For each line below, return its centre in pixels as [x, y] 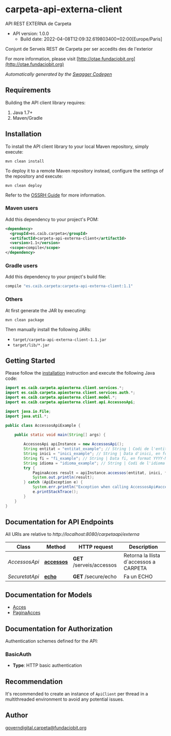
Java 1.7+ [23, 112]
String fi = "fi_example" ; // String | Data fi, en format [88, 458]
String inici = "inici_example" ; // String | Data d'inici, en [92, 454]
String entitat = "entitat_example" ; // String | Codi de [86, 449]
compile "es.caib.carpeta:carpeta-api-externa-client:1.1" [69, 286]
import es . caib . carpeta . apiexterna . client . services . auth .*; [70, 393]
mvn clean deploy [24, 185]
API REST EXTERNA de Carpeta [38, 24]
